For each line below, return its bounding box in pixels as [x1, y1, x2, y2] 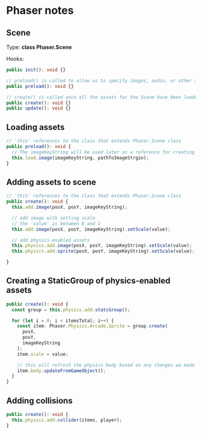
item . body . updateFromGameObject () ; [17, 368, 106, 374]
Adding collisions [6, 395, 73, 406]
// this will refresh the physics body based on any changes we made [17, 362, 195, 368]
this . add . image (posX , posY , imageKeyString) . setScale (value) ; [11, 226, 171, 232]
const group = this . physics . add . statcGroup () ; [11, 306, 130, 313]
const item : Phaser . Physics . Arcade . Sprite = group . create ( [17, 323, 168, 329]
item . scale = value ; [17, 351, 69, 357]
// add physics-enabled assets [11, 237, 90, 243]
